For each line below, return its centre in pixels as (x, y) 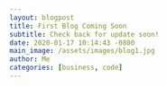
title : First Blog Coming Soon (68, 26)
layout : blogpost (42, 17)
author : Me (30, 59)
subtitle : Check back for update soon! (84, 34)
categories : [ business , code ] (66, 68)
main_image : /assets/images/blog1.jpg (82, 51)
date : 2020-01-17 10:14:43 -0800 (72, 43)
